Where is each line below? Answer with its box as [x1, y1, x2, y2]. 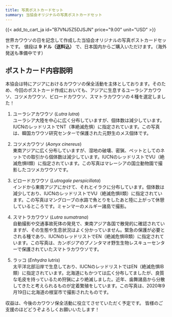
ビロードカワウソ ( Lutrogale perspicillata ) [12, 177, 101, 184]
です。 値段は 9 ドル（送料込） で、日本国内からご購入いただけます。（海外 [9, 43, 167, 49]
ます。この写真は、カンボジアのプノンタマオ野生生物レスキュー [17, 240, 152, 246]
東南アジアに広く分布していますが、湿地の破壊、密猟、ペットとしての [12, 147, 161, 154]
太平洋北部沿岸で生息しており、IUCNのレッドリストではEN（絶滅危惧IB [12, 264, 164, 270]
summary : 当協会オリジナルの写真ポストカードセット [5, 12, 102, 17]
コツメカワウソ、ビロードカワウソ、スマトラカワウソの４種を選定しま [14, 93, 162, 100]
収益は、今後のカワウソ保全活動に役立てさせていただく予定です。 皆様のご [5, 300, 163, 306]
